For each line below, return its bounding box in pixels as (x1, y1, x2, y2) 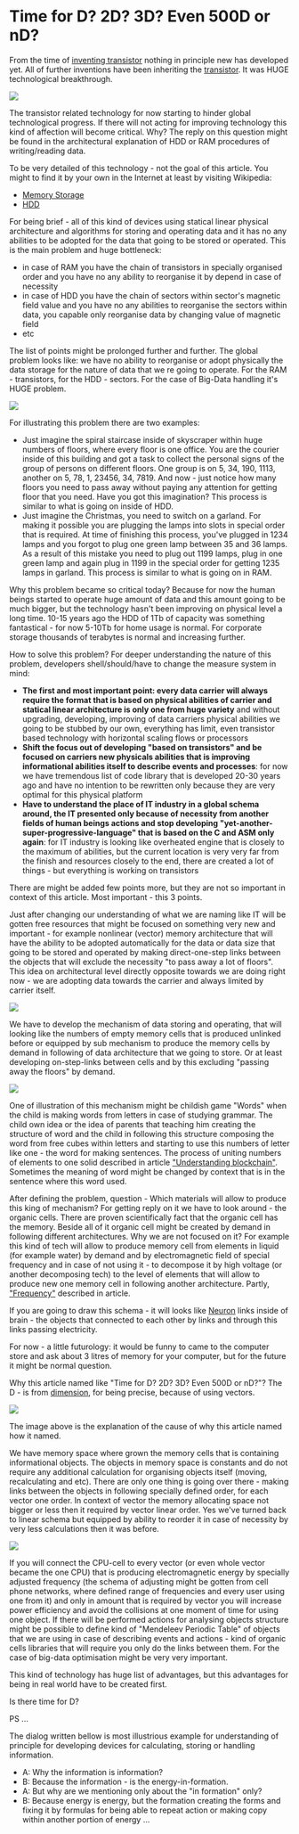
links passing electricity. (9, 1323, 98, 1334)
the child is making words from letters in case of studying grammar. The (9, 1109, 273, 1120)
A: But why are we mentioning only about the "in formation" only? (21, 1785, 263, 1797)
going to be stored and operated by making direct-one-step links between (9, 946, 281, 957)
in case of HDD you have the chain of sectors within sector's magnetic (21, 290, 281, 300)
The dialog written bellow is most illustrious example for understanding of (9, 1731, 279, 1741)
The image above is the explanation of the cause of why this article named (9, 1421, 283, 1431)
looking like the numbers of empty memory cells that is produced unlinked (9, 1028, 282, 1039)
